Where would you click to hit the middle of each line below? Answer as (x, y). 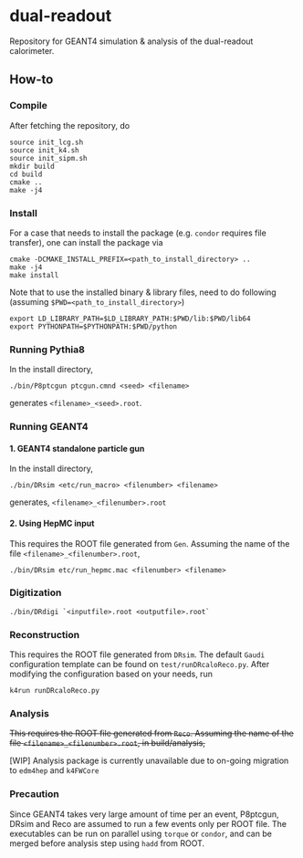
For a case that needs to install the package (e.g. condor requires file (138, 233)
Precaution (34, 794)
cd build (26, 174)
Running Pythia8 (47, 350)
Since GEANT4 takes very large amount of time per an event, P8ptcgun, (144, 814)
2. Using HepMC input (52, 523)
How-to (31, 80)
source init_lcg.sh (47, 142)
